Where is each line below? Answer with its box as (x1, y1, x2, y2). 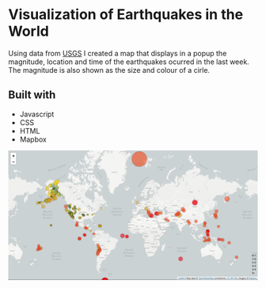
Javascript (19, 109, 55, 119)
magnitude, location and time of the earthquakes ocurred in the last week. (8, 57, 249, 66)
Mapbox (19, 135, 47, 144)
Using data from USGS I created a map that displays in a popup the (8, 48, 227, 58)
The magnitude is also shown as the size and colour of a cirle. (8, 65, 211, 74)
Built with (8, 89, 56, 102)
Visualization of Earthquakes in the (8, 6, 244, 24)
